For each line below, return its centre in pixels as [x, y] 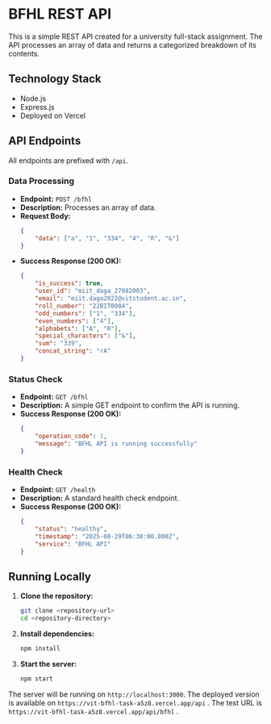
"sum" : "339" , [58, 344]
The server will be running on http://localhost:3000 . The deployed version [134, 694]
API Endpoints [45, 141]
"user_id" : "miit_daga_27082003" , [93, 291]
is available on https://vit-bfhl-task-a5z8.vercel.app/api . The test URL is [135, 702]
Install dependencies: [57, 634]
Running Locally [50, 577]
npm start [37, 679]
